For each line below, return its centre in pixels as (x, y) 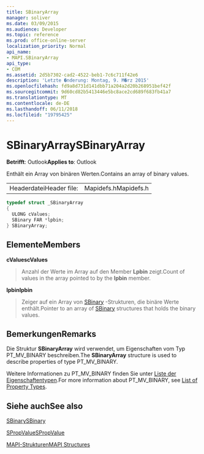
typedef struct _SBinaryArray (45, 203)
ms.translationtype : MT (37, 98)
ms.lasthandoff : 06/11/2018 (42, 109)
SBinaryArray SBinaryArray (76, 145)
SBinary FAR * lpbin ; (38, 220)
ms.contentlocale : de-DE (38, 103)
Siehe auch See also (45, 406)
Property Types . (27, 387)
